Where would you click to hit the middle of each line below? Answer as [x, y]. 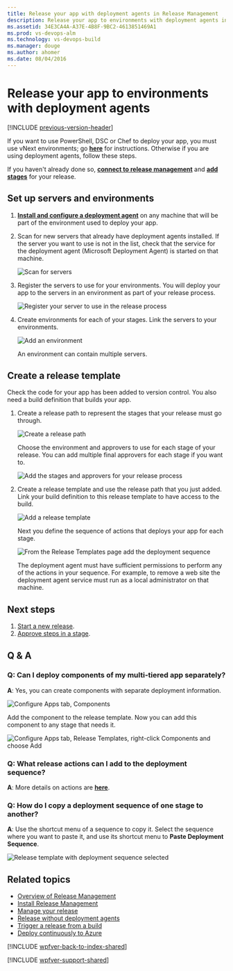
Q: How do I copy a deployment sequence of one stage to [105, 805]
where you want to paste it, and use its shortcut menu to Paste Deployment [115, 837]
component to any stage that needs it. [61, 725]
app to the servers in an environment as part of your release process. [116, 292]
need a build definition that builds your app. [69, 400]
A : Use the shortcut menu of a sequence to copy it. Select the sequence [110, 829]
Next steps [31, 609]
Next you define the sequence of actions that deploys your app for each [120, 531]
